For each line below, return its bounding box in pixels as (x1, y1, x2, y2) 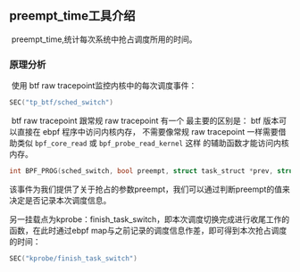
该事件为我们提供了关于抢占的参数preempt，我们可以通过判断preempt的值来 (9, 184, 290, 194)
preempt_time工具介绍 (9, 8, 136, 24)
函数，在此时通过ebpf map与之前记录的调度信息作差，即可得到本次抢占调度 (9, 225, 287, 235)
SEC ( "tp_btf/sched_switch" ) (9, 98, 114, 107)
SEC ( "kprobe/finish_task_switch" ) (9, 253, 138, 263)
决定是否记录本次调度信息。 (9, 194, 112, 205)
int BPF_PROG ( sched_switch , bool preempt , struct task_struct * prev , (9, 166, 274, 176)
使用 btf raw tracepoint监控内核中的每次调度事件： (11, 80, 197, 91)
